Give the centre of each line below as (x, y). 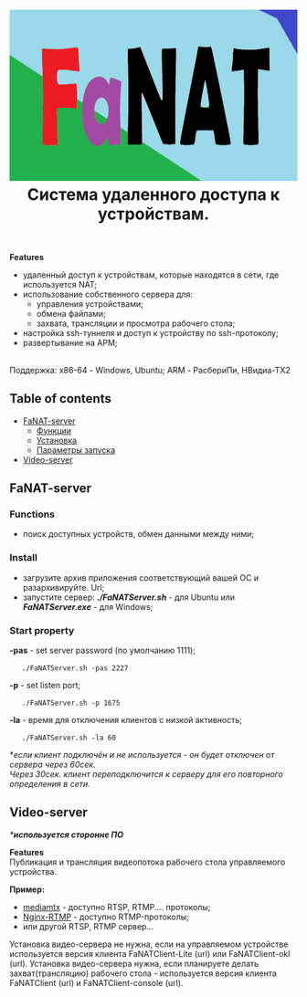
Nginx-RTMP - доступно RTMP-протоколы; (106, 917)
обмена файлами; (71, 313)
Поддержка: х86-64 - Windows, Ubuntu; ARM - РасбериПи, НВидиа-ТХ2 (150, 370)
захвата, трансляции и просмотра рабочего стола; (136, 323)
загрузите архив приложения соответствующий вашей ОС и (141, 577)
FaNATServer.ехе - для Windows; (88, 606)
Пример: (27, 889)
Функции (53, 430)
